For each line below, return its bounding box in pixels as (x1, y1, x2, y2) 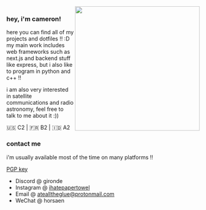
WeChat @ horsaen (15, 197, 65, 204)
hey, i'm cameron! (6, 15, 61, 23)
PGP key (6, 165, 28, 173)
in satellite (6, 92, 32, 100)
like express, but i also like (6, 61, 73, 69)
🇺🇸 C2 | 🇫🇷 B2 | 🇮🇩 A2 (6, 124, 71, 131)
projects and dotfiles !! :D (6, 35, 70, 42)
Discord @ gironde (15, 177, 63, 184)
